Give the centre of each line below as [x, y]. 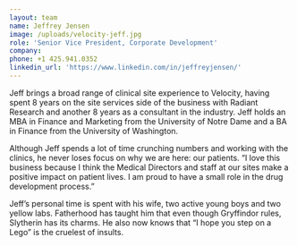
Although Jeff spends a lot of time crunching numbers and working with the [149, 148]
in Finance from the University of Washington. [94, 131]
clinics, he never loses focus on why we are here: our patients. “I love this [144, 157]
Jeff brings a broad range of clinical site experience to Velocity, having [140, 93]
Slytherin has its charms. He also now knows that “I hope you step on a [140, 222]
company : [25, 51]
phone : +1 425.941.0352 [54, 59]
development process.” [52, 186]
